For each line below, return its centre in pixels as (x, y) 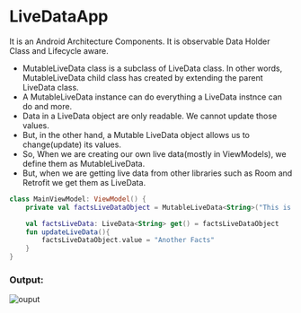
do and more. (47, 106)
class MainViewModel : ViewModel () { (78, 199)
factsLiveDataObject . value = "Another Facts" (128, 240)
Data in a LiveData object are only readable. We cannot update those (150, 116)
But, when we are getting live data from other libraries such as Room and (157, 173)
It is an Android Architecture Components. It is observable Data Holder (140, 41)
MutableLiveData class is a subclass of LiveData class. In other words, (152, 68)
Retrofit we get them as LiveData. (84, 182)
